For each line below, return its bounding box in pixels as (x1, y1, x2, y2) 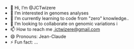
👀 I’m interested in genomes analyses (10, 10, 89, 16)
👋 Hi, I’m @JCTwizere (10, 5, 56, 10)
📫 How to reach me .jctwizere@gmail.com (10, 26, 100, 32)
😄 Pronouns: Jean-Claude (10, 33, 66, 39)
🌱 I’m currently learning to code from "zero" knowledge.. (10, 15, 129, 21)
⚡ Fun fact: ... (10, 39, 38, 45)
